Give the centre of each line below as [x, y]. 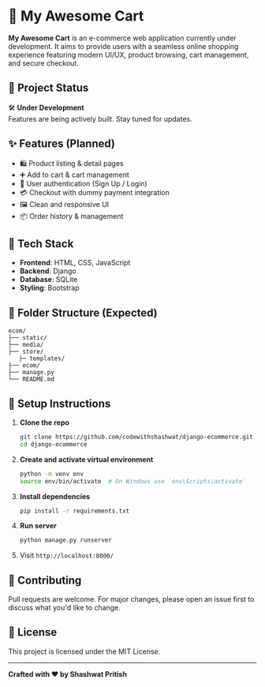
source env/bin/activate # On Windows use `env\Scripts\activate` [132, 481]
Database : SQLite [49, 280]
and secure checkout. [43, 63]
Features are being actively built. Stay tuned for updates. [100, 118]
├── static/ [28, 338]
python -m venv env [52, 474]
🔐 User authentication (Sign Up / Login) [83, 183]
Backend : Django [48, 271]
